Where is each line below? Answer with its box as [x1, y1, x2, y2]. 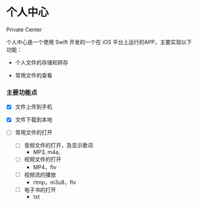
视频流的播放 [24, 171, 56, 178]
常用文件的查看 [14, 71, 53, 79]
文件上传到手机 [14, 103, 53, 111]
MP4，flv [33, 163, 57, 171]
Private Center [6, 25, 42, 33]
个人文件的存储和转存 [14, 59, 68, 66]
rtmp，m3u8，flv [33, 178, 77, 186]
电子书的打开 [24, 186, 56, 194]
